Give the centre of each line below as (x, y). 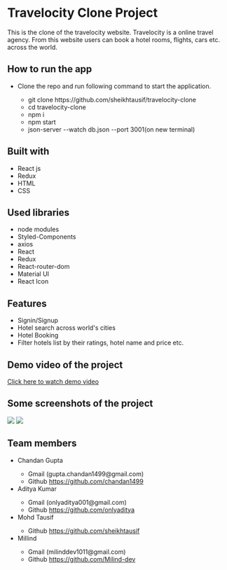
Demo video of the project (65, 364)
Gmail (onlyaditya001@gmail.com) (77, 502)
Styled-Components (47, 237)
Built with (28, 152)
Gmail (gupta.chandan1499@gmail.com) (86, 473)
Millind (27, 538)
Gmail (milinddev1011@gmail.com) (77, 552)
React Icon (33, 281)
